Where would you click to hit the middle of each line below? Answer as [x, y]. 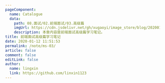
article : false [21, 50]
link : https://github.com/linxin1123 [48, 73]
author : [13, 64]
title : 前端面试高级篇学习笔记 [33, 37]
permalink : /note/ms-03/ [30, 46]
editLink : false [22, 60]
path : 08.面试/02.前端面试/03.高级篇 [49, 23]
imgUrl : [22, 28]
